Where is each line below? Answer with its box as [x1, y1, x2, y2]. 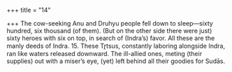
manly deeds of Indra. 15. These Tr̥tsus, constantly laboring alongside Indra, [6, 42, 225, 50]
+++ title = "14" [6, 6, 51, 14]
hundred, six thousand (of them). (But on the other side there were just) [6, 27, 212, 35]
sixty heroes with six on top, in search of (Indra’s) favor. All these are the [6, 34, 215, 42]
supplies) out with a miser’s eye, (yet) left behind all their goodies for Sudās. [6, 57, 226, 65]
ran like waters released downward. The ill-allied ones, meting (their [6, 50, 203, 57]
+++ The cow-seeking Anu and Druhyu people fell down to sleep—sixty [6, 19, 214, 27]
